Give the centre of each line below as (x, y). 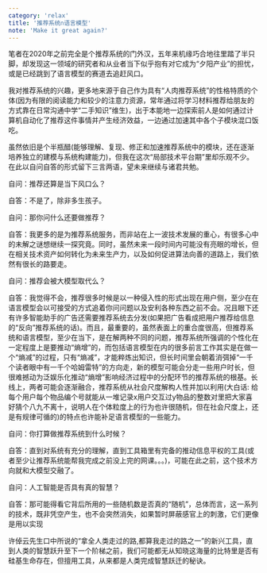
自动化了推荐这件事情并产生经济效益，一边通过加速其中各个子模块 (130, 121)
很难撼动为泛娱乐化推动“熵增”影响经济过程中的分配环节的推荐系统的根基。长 (133, 377)
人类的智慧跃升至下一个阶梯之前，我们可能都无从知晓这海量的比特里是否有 (137, 551)
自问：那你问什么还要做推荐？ (57, 217)
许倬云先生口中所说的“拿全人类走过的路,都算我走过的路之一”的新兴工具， (127, 541)
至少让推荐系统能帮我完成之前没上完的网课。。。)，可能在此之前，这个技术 (133, 460)
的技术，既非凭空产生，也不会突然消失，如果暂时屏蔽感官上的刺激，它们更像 (133, 514)
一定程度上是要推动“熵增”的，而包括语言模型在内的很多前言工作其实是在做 (130, 348)
